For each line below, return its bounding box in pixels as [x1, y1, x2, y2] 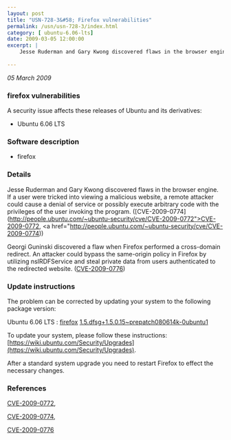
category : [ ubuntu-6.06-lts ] [7, 29, 94, 36]
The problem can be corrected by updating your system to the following [7, 297, 211, 305]
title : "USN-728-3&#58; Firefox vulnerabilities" [7, 16, 153, 23]
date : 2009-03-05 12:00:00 [7, 36, 85, 43]
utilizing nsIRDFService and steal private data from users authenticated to [7, 257, 216, 265]
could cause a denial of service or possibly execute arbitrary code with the [7, 200, 219, 208]
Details [7, 170, 32, 179]
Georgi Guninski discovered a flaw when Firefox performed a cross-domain [7, 242, 221, 251]
